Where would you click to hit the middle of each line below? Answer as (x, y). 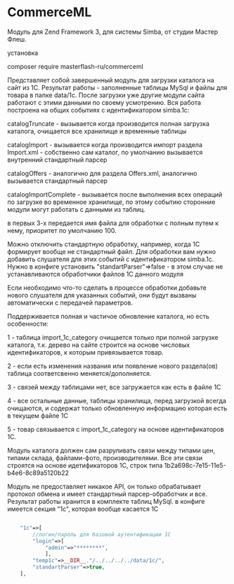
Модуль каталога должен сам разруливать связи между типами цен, (111, 450)
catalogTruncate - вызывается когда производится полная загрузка (108, 123)
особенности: (28, 324)
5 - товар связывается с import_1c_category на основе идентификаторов (116, 429)
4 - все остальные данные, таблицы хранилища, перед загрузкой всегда (117, 400)
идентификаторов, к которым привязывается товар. (85, 352)
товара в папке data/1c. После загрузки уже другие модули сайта (106, 95)
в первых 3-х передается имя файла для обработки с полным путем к (113, 223)
